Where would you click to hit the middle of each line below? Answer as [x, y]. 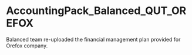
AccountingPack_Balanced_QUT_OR [96, 11]
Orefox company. [27, 46]
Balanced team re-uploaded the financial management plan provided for [93, 39]
